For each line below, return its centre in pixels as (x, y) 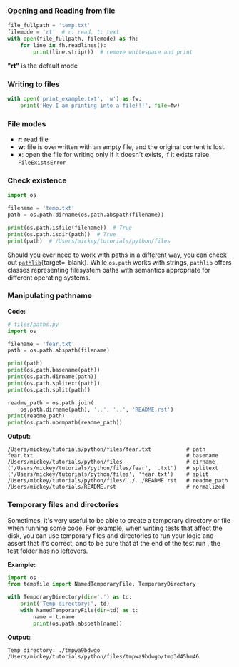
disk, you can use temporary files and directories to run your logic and (111, 535)
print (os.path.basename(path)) (54, 370)
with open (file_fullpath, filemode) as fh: (73, 39)
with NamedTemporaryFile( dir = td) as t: (80, 611)
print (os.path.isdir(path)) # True (62, 234)
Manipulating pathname (50, 296)
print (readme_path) (36, 416)
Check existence (37, 180)
